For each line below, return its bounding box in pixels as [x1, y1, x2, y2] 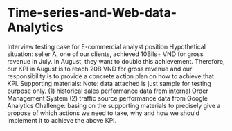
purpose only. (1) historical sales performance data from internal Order [7, 87, 209, 95]
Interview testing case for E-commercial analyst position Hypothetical [7, 42, 206, 51]
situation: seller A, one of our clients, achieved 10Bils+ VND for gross [7, 50, 204, 58]
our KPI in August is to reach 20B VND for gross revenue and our [7, 64, 193, 73]
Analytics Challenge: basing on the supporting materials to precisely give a [7, 101, 221, 110]
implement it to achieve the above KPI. [7, 116, 117, 124]
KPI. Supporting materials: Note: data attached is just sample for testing [7, 79, 211, 87]
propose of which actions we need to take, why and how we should [7, 109, 199, 117]
